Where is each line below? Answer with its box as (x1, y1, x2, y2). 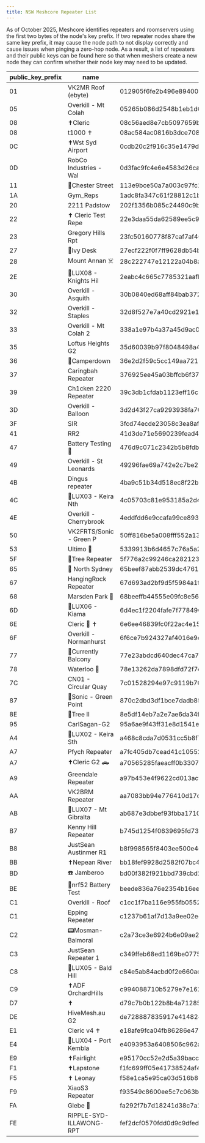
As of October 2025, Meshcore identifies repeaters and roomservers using (6, 26, 194, 33)
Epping (67, 908, 88, 917)
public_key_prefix (9, 73, 62, 81)
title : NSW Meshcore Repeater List (6, 9, 97, 15)
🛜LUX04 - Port (67, 1036, 112, 1044)
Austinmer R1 (67, 848, 107, 857)
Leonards (67, 464, 95, 473)
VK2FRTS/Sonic (67, 527, 114, 535)
